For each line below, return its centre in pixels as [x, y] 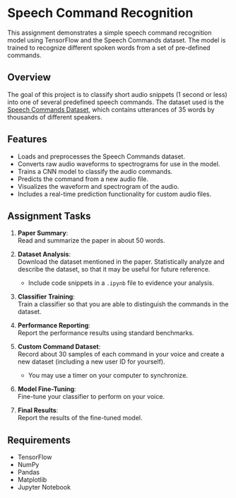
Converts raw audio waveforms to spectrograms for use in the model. [119, 163]
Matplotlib [32, 480]
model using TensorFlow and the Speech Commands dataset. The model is [117, 40]
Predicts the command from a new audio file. [83, 179]
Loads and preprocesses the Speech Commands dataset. [101, 156]
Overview [29, 77]
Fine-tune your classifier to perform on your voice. [91, 397]
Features [27, 139]
